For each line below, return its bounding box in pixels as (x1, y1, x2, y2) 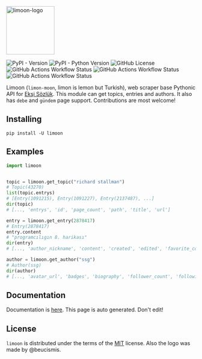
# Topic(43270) (6, 184, 44, 191)
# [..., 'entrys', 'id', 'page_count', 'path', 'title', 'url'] (6, 206, 171, 213)
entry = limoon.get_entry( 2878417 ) (6, 217, 96, 224)
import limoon (6, 162, 42, 168)
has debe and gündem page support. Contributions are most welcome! (6, 97, 176, 104)
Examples (6, 147, 44, 157)
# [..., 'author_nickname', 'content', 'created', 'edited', (6, 246, 163, 252)
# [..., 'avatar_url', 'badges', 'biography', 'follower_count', (6, 273, 173, 279)
